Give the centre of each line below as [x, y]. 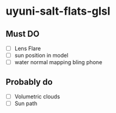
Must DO [23, 34]
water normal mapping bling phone [58, 62]
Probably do [29, 82]
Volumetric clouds [37, 97]
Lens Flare [28, 48]
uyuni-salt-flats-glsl [58, 11]
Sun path [26, 104]
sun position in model [41, 56]
